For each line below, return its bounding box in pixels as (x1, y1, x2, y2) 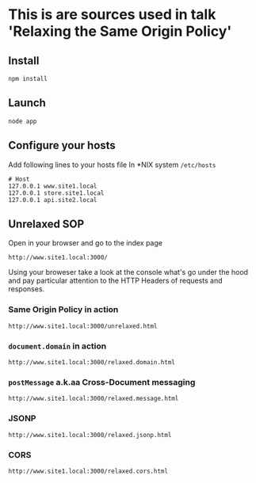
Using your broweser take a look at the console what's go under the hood (8, 268, 248, 277)
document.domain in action (8, 340, 107, 352)
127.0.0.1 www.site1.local (8, 182, 97, 190)
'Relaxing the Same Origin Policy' (8, 22, 232, 40)
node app (8, 117, 37, 125)
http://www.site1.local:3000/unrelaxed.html (8, 322, 158, 330)
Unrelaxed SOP (8, 218, 85, 231)
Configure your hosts (8, 139, 117, 152)
